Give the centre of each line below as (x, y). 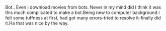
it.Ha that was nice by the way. (37, 23)
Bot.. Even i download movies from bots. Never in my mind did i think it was (83, 7)
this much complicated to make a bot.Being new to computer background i (82, 12)
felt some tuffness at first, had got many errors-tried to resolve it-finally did (83, 18)
